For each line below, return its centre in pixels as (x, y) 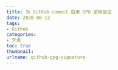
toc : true (19, 46)
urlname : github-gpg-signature (46, 57)
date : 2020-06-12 (28, 18)
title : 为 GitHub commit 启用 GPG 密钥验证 (59, 12)
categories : (21, 35)
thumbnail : (20, 52)
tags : (13, 23)
